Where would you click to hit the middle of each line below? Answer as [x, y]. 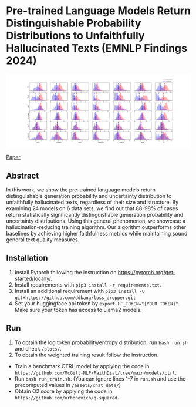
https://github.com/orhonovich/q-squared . [67, 397]
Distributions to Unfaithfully [75, 36]
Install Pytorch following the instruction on [65, 272]
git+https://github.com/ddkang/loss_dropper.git [75, 298]
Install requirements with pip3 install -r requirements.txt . [88, 285]
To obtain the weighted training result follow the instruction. [87, 355]
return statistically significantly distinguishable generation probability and [95, 215]
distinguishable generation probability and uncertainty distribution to [89, 196]
